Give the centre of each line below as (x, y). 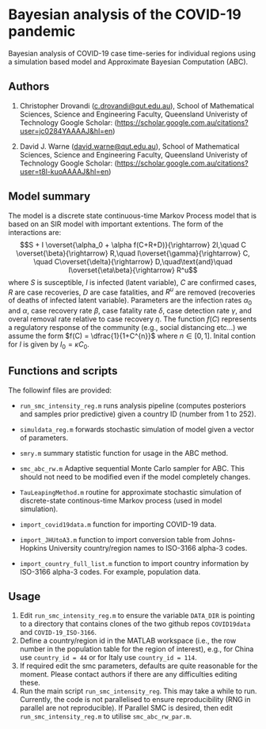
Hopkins (33, 548)
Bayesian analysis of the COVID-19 (125, 15)
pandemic (42, 31)
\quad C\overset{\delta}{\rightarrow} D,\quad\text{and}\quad (133, 261)
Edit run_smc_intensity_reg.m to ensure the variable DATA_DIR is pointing (137, 616)
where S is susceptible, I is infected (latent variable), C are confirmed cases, (133, 282)
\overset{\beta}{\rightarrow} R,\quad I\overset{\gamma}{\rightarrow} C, (133, 253)
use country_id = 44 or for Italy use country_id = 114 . (108, 658)
